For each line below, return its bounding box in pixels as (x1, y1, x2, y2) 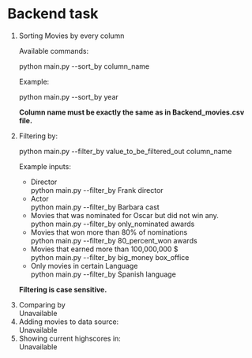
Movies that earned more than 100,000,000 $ (30, 244, 179, 254)
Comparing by (18, 300, 66, 309)
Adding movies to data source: (18, 317, 119, 326)
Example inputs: (18, 161, 72, 171)
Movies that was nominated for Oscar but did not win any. (30, 210, 219, 220)
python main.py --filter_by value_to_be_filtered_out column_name (18, 146, 232, 156)
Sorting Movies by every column (18, 31, 125, 40)
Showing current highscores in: (18, 334, 122, 343)
